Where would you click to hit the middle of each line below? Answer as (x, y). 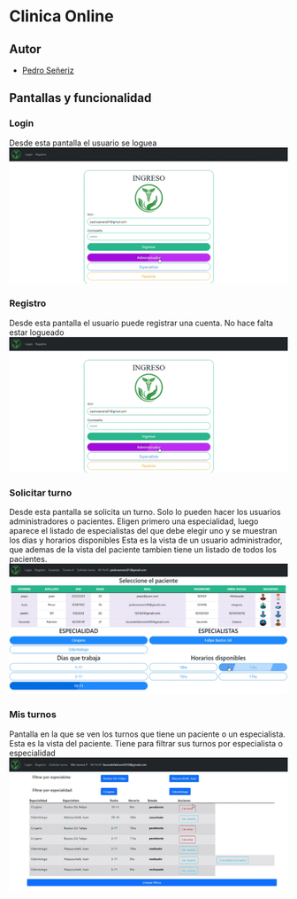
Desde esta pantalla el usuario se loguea (83, 143)
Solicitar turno (41, 493)
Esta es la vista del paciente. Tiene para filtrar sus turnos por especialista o (146, 743)
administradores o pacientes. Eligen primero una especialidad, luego (134, 521)
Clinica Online (61, 16)
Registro (28, 303)
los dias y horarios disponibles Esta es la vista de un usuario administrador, (146, 540)
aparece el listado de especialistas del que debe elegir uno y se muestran (143, 531)
